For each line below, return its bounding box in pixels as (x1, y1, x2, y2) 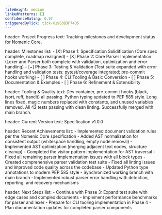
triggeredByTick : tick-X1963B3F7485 (5, 20, 79, 26)
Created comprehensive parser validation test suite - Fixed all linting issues (5, 159, 155, 165)
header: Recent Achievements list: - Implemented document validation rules (5, 128, 157, 134)
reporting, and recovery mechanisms (5, 180, 79, 186)
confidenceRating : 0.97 (5, 16, 53, 21)
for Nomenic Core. (5, 39, 42, 45)
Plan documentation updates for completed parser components (5, 205, 132, 211)
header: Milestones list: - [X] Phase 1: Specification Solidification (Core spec (5, 49, 158, 54)
